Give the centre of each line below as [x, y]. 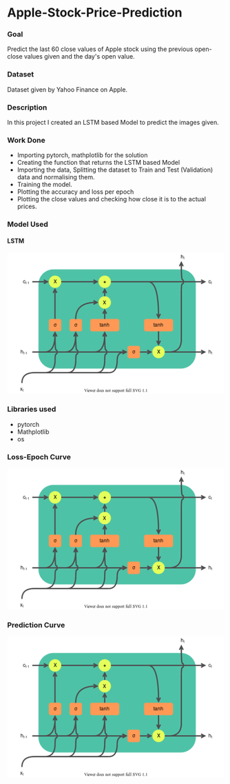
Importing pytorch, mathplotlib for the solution [82, 155]
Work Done [27, 140]
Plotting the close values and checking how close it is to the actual [112, 199]
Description [27, 107]
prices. [27, 207]
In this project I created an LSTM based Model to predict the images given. [113, 123]
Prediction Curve [36, 625]
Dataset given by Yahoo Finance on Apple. [67, 89]
